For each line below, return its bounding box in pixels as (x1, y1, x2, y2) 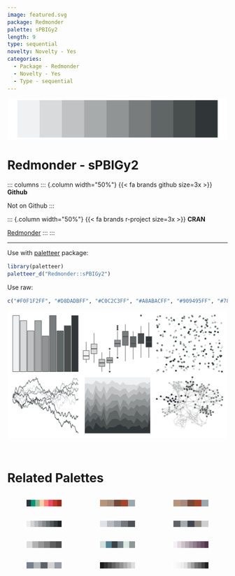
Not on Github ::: (7, 201, 55, 210)
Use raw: (7, 283, 34, 291)
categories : (7, 56, 42, 63)
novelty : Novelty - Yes (7, 48, 77, 55)
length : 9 (7, 34, 36, 41)
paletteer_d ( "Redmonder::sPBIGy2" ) (7, 270, 111, 278)
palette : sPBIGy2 (7, 26, 58, 33)
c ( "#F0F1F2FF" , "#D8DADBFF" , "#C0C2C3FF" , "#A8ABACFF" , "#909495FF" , (7, 297, 215, 304)
